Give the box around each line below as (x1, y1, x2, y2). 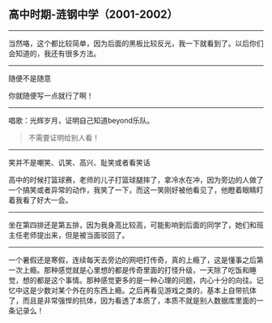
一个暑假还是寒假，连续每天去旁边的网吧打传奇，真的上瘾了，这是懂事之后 (8, 255, 257, 265)
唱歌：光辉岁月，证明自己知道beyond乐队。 (8, 115, 155, 125)
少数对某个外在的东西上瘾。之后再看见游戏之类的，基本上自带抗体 (36, 285, 257, 295)
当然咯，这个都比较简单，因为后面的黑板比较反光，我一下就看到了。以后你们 (8, 38, 264, 48)
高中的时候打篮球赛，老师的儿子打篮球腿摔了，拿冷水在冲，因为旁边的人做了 (8, 174, 264, 184)
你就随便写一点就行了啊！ (8, 90, 94, 100)
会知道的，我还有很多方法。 (8, 48, 101, 58)
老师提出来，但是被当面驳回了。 (22, 230, 130, 239)
